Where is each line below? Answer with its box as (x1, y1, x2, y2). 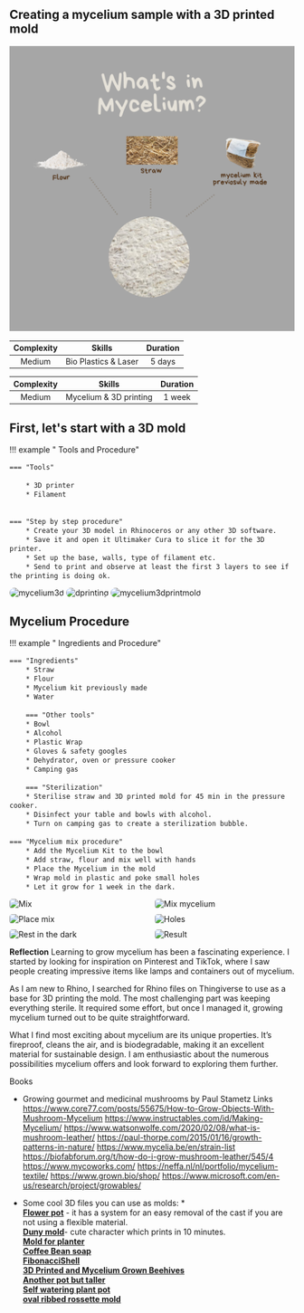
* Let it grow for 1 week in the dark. (25, 882, 176, 891)
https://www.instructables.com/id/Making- (104, 1112, 264, 1123)
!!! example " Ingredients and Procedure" (9, 637, 161, 648)
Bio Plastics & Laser (65, 356, 138, 366)
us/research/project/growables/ (22, 1180, 142, 1191)
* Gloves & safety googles (25, 747, 128, 756)
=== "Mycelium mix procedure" (9, 837, 124, 846)
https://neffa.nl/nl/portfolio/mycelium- (137, 1160, 279, 1171)
